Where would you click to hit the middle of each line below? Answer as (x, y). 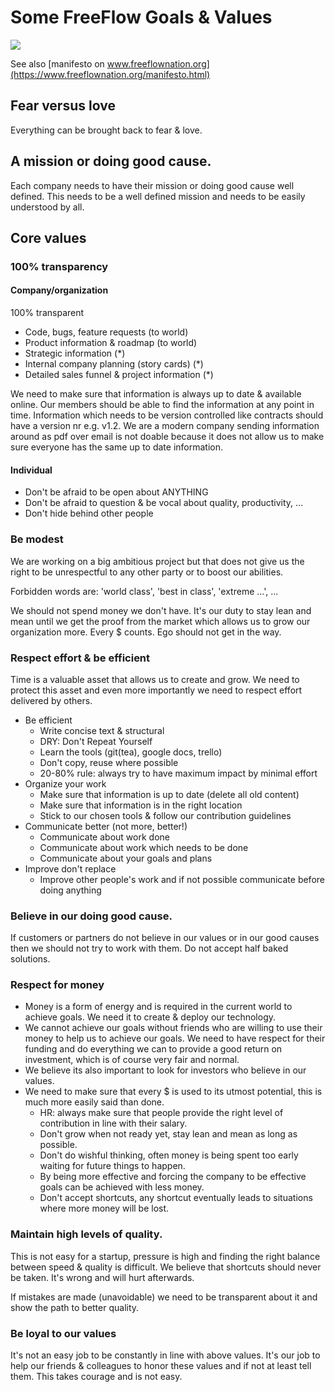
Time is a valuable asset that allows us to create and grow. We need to (155, 679)
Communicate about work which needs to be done (144, 847)
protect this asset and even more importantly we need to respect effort (156, 690)
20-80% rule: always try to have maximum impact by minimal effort (178, 773)
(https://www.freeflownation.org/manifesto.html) (110, 74)
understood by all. (47, 207)
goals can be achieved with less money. (122, 1187)
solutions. (30, 959)
